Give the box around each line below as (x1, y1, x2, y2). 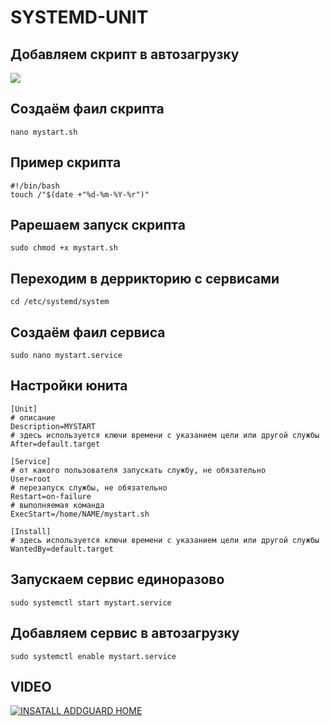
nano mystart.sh (10, 127, 78, 137)
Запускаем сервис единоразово (10, 571, 225, 588)
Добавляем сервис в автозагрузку (10, 625, 240, 642)
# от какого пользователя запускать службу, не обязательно (10, 465, 267, 475)
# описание (10, 412, 56, 423)
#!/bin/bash (10, 181, 60, 191)
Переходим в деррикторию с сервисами (10, 270, 280, 287)
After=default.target (10, 439, 101, 449)
